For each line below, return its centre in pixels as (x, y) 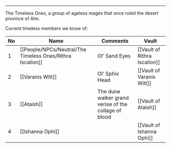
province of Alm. (23, 19)
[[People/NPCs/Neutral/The (53, 50)
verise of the (112, 104)
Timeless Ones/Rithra (46, 56)
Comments (115, 41)
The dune (109, 91)
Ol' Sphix (108, 73)
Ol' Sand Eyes (114, 56)
